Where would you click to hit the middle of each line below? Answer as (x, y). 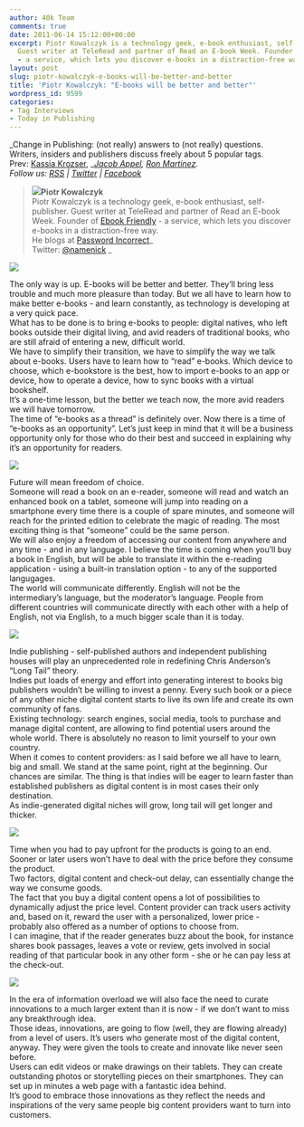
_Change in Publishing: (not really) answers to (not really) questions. (137, 145)
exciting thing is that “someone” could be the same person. (119, 530)
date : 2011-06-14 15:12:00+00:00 (72, 34)
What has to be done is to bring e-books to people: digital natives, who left (148, 323)
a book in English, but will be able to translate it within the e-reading (136, 559)
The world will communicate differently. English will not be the (125, 588)
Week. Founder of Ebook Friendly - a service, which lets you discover (161, 221)
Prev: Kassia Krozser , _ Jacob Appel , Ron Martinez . (104, 164)
